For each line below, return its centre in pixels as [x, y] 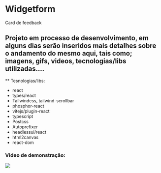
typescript [23, 116]
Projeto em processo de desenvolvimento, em [77, 38]
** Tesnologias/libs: [25, 81]
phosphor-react [28, 106]
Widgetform [30, 9]
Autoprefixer [25, 127]
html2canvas [25, 137]
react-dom [23, 142]
